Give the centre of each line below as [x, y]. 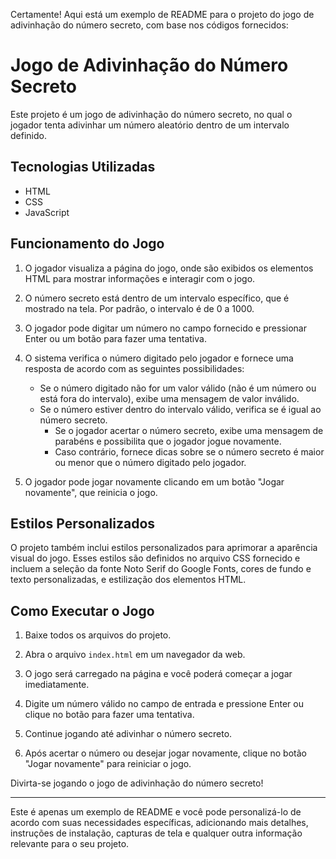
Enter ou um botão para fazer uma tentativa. [115, 338]
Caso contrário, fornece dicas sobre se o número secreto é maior [189, 451]
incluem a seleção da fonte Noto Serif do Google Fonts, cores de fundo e [161, 569]
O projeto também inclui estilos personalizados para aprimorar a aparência [164, 548]
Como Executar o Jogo [82, 610]
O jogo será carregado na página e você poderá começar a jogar [158, 674]
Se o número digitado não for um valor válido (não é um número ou [178, 388]
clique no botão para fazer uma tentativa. [109, 715]
